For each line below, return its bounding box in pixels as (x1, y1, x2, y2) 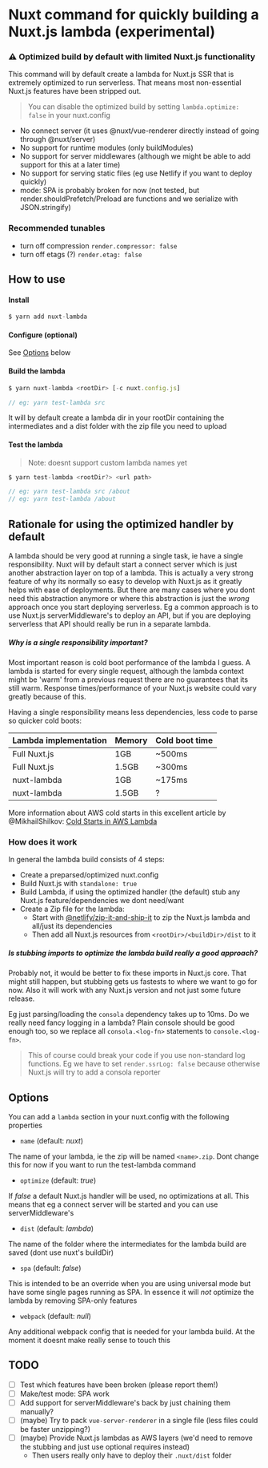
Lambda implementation (12, 735, 107, 746)
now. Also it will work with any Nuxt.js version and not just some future (8, 986, 242, 995)
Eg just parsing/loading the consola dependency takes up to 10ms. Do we (8, 1010, 250, 1019)
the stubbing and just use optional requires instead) (19, 1442, 190, 1452)
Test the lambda (8, 440, 63, 450)
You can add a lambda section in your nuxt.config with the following (8, 1112, 230, 1122)
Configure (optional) (8, 330, 78, 340)
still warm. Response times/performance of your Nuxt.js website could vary (8, 684, 258, 693)
